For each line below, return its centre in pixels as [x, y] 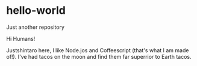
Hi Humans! [21, 38]
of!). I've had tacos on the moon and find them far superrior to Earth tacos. [99, 56]
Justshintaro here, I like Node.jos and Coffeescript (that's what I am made [98, 50]
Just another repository [36, 27]
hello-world [36, 10]
